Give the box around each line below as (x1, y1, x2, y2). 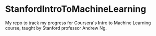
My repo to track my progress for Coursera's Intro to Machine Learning (5, 20, 151, 26)
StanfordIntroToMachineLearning (5, 3, 147, 15)
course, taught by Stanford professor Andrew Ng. (5, 25, 107, 31)
